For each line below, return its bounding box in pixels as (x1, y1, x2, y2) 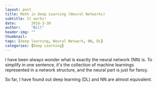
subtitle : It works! (5, 16, 47, 21)
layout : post (5, 7, 32, 12)
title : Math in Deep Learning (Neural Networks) (5, 12, 105, 17)
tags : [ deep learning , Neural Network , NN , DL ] (5, 39, 104, 44)
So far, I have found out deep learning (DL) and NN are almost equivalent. (5, 76, 152, 82)
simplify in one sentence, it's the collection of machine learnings (5, 62, 134, 68)
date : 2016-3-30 (5, 20, 51, 26)
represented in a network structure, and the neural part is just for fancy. (5, 67, 148, 73)
